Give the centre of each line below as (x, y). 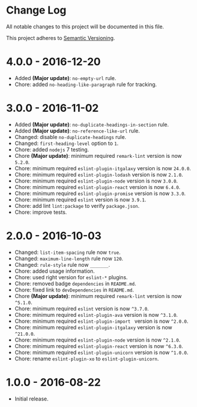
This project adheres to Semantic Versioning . (61, 38)
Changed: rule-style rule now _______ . (62, 264)
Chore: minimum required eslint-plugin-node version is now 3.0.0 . (96, 181)
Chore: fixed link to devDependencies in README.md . (74, 290)
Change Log (36, 10)
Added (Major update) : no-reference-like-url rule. (77, 131)
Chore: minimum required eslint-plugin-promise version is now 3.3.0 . (100, 193)
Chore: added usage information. (55, 271)
